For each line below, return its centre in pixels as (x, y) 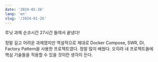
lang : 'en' (16, 14)
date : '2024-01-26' (25, 9)
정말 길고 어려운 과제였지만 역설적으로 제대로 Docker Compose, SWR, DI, (75, 43)
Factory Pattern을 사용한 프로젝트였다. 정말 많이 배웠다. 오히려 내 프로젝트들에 (79, 49)
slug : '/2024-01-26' (26, 18)
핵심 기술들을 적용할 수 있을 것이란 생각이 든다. (49, 55)
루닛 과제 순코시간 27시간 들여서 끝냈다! (42, 33)
